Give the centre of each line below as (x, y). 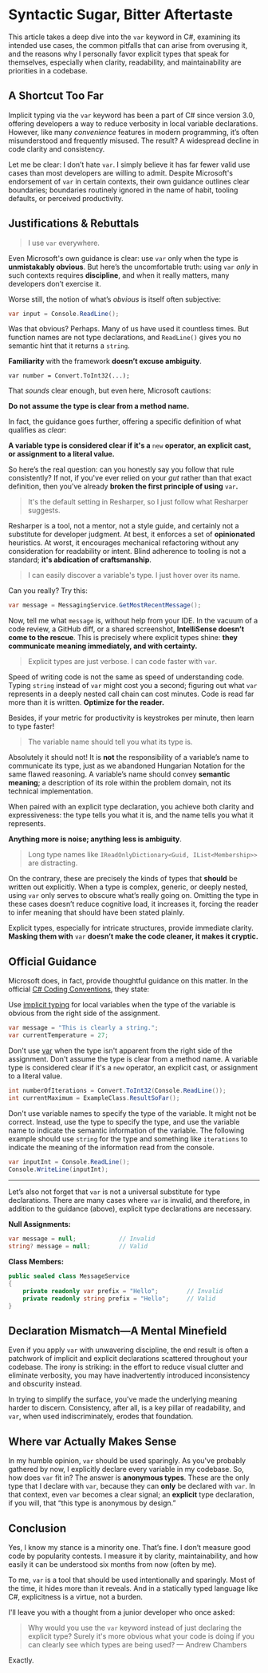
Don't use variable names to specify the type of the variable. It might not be (132, 1113)
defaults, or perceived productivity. (66, 198)
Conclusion (37, 1528)
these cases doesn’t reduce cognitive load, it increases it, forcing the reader (134, 904)
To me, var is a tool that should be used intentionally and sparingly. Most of (132, 1580)
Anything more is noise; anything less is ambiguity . (95, 839)
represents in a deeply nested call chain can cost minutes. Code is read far (131, 694)
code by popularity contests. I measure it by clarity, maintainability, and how (133, 1556)
